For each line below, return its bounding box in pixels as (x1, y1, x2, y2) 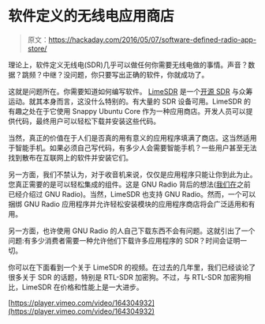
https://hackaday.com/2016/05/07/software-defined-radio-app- (48, 35, 257, 44)
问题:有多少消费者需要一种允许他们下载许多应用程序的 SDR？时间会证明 (8, 235, 241, 245)
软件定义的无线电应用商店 (8, 7, 175, 25)
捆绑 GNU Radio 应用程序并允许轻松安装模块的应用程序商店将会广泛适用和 (8, 199, 248, 209)
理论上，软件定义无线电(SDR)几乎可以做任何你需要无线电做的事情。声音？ (8, 60, 248, 70)
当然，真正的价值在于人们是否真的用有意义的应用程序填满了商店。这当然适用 (8, 133, 257, 142)
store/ (27, 43, 47, 53)
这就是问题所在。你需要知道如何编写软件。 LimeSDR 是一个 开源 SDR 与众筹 (8, 86, 253, 96)
